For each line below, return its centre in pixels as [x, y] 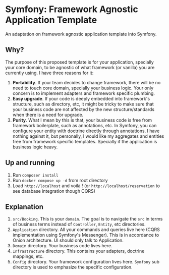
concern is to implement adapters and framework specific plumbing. [84, 93]
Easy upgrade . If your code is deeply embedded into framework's [81, 98]
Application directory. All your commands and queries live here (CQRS [86, 230]
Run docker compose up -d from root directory [60, 180]
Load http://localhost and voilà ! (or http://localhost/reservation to [86, 186]
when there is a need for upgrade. [48, 115]
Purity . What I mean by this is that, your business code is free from [82, 120]
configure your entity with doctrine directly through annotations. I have [86, 131]
